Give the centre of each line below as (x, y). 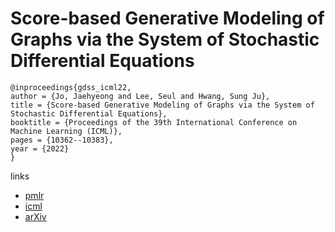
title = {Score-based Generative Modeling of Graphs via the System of (162, 105)
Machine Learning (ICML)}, (66, 131)
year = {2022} (40, 148)
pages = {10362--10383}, (62, 140)
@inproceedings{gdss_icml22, (71, 87)
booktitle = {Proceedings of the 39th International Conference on (154, 122)
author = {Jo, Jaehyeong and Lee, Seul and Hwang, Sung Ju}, (140, 96)
